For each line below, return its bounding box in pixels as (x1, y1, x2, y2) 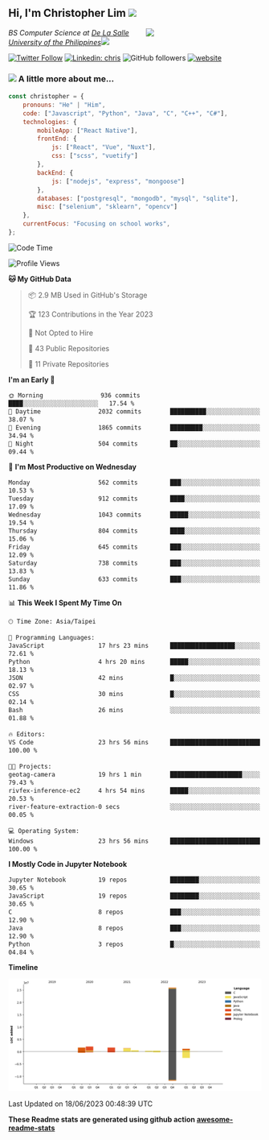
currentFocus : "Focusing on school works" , (22, 220, 171, 228)
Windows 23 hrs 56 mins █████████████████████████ (8, 837, 261, 845)
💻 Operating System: (8, 827, 80, 835)
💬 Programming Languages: (8, 633, 95, 641)
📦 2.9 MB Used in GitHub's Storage (27, 290, 148, 300)
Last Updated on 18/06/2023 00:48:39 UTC (8, 1099, 153, 1109)
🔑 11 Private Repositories (27, 359, 110, 369)
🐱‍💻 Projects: (8, 762, 52, 770)
